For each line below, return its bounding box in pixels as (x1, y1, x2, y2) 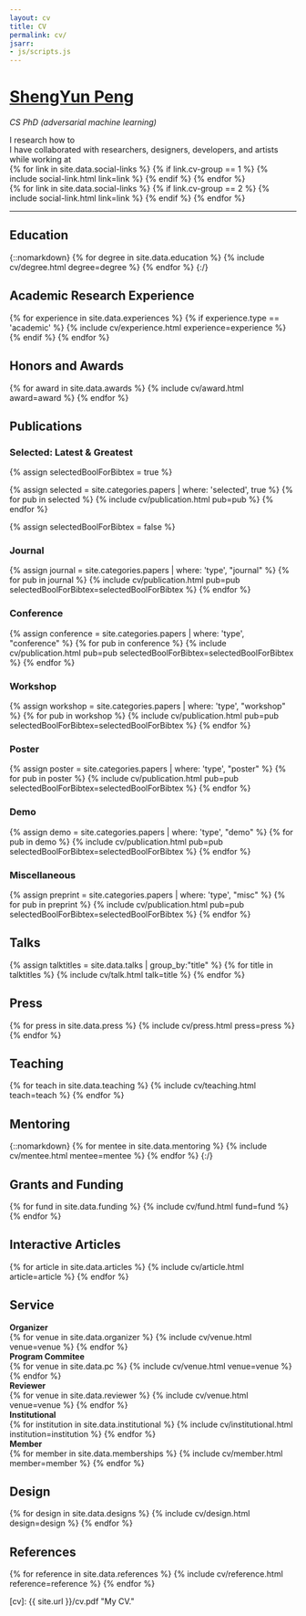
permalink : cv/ (9, 30, 67, 39)
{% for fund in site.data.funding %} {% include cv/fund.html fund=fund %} (9, 1202, 290, 1212)
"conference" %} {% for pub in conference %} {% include (9, 637, 227, 648)
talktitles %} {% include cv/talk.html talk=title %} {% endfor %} (9, 969, 246, 980)
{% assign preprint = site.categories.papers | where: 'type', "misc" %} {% (9, 889, 286, 900)
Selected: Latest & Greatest (9, 446, 134, 458)
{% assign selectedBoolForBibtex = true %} (9, 467, 173, 477)
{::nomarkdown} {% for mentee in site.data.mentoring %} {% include (9, 1140, 267, 1151)
